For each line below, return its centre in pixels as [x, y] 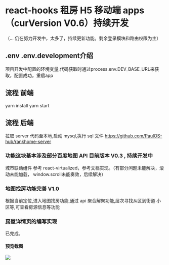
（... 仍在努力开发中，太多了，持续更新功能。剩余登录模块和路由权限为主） [83, 38]
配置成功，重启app [34, 75]
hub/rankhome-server [28, 142]
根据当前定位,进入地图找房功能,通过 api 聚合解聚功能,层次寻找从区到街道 [80, 200]
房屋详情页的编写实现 [31, 221]
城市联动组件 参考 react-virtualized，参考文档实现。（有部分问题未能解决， [82, 168]
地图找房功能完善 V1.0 [32, 189]
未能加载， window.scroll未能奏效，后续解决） [58, 174]
